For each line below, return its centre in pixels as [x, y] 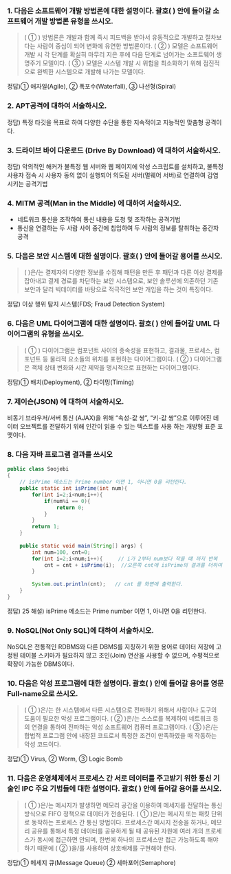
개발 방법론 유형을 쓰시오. [74, 21]
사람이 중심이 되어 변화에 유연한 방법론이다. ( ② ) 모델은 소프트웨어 [128, 46]
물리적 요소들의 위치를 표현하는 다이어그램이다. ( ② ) [121, 359]
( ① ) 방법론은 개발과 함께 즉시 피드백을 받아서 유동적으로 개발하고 [114, 37]
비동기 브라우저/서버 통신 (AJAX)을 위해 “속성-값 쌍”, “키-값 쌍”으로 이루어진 [109, 418]
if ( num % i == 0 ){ [67, 501]
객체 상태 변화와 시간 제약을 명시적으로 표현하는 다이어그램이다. [116, 367]
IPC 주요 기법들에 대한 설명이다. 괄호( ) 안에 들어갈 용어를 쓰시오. [122, 789]
